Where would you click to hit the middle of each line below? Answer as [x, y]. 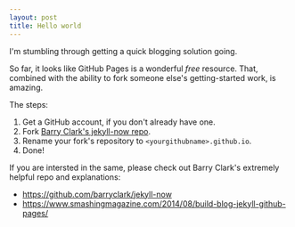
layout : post [33, 17]
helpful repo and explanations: [65, 177]
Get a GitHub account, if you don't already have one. [119, 122]
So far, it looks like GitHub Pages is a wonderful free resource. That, [134, 69]
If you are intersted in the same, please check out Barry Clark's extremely [144, 167]
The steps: [29, 104]
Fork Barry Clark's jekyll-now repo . [86, 131]
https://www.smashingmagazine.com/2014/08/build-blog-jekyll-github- [154, 203]
